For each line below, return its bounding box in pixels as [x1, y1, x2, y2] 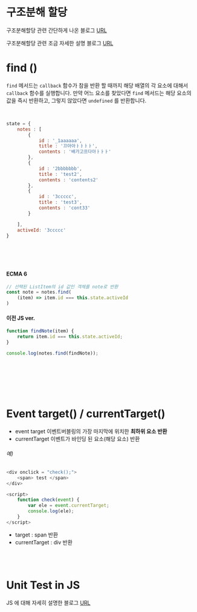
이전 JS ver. [6, 314, 35, 321]
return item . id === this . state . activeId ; [17, 333, 123, 340]
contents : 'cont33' [38, 205, 91, 211]
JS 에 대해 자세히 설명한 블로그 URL [6, 599, 91, 606]
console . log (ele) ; [28, 508, 74, 514]
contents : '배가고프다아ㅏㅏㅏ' [38, 149, 112, 155]
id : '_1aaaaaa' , [38, 137, 83, 144]
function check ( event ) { [17, 497, 80, 503]
